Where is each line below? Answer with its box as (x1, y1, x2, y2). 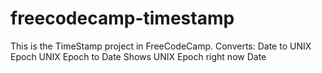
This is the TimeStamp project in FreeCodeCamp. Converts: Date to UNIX (10, 40, 312, 52)
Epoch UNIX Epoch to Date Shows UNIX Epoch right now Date (10, 50, 267, 62)
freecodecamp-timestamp (10, 7, 235, 30)
